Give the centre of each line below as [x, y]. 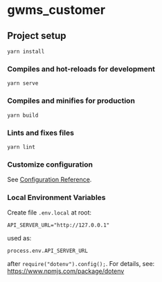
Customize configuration [50, 164]
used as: [19, 238]
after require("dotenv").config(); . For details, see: [81, 264]
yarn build [23, 115]
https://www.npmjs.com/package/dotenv [66, 271]
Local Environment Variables [56, 198]
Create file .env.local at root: [49, 213]
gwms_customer [56, 10]
